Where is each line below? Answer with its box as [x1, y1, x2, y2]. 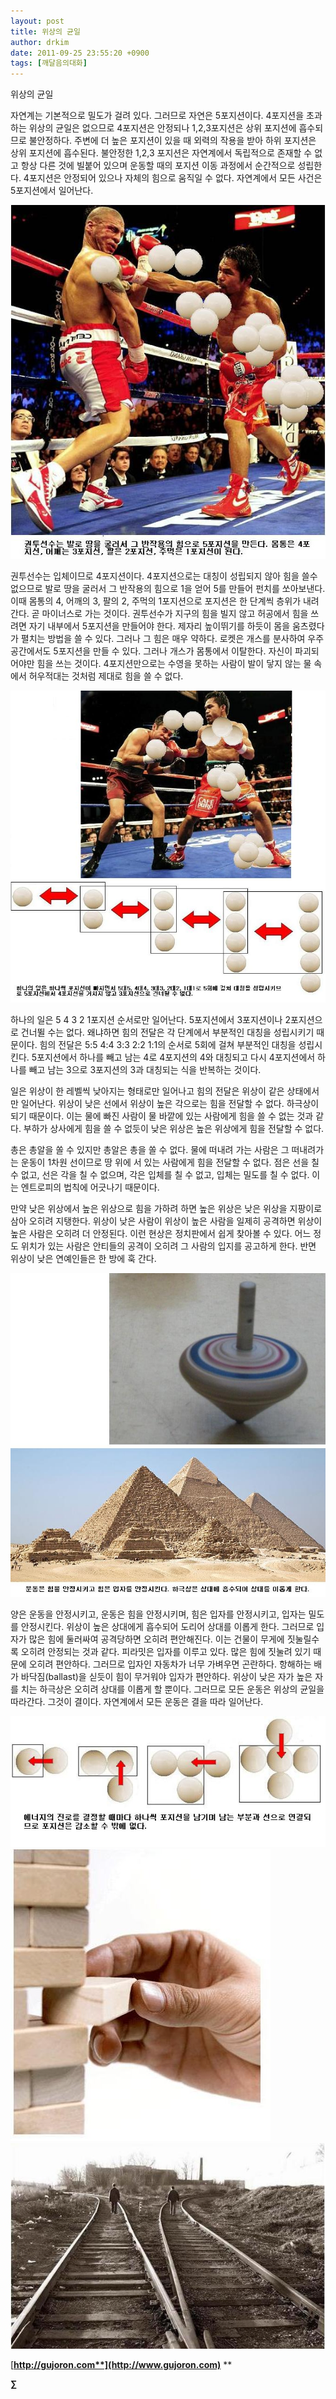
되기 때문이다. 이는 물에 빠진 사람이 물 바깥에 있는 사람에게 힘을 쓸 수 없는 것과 [10, 1110, 314, 1122]
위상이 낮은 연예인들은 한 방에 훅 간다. [10, 1252, 157, 1264]
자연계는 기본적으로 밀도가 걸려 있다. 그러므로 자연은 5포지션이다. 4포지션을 [10, 110, 305, 122]
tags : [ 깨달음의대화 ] [10, 58, 88, 69]
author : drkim [10, 37, 70, 47]
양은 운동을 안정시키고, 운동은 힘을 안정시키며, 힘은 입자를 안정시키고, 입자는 [10, 1608, 307, 1620]
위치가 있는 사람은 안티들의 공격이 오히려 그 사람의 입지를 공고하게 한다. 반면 [20, 1240, 317, 1252]
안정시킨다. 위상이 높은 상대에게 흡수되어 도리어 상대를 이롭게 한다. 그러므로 [20, 1621, 315, 1633]
